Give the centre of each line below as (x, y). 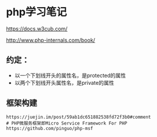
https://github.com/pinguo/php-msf (50, 128)
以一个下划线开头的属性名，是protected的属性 (70, 75)
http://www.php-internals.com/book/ (51, 40)
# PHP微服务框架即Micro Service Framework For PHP (67, 123)
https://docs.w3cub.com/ (37, 29)
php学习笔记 (36, 12)
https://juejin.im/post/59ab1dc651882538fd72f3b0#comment (78, 117)
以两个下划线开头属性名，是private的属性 (64, 82)
